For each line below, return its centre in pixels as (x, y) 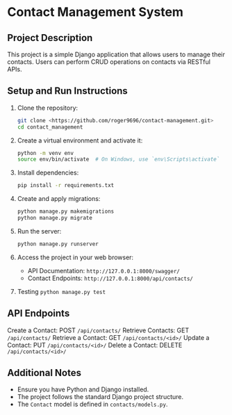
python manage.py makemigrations (66, 212)
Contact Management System (96, 12)
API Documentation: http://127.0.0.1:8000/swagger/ (104, 270)
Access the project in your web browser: (75, 257)
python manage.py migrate (55, 218)
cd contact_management (50, 127)
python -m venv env (45, 153)
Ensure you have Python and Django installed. (83, 389)
